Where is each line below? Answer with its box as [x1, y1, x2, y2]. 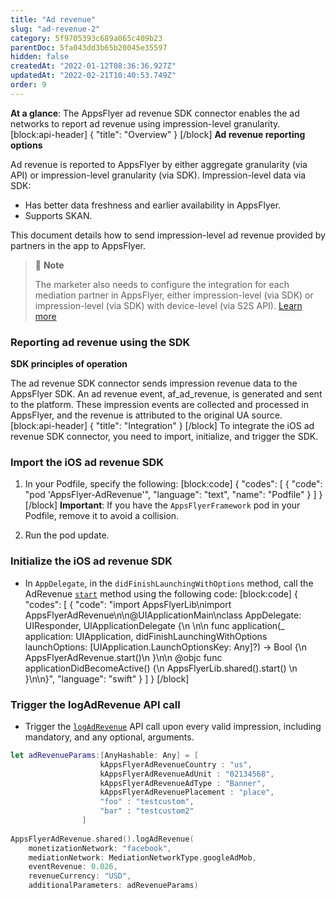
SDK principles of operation [10, 358, 128, 370]
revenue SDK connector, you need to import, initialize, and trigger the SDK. [10, 431, 319, 443]
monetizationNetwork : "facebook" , [28, 843, 172, 853]
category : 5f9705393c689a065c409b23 [10, 33, 163, 43]
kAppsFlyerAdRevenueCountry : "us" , [99, 759, 253, 770]
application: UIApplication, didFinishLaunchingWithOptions [24, 630, 268, 642]
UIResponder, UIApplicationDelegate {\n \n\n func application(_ [24, 619, 285, 631]
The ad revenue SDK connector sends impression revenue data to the [10, 377, 298, 390]
